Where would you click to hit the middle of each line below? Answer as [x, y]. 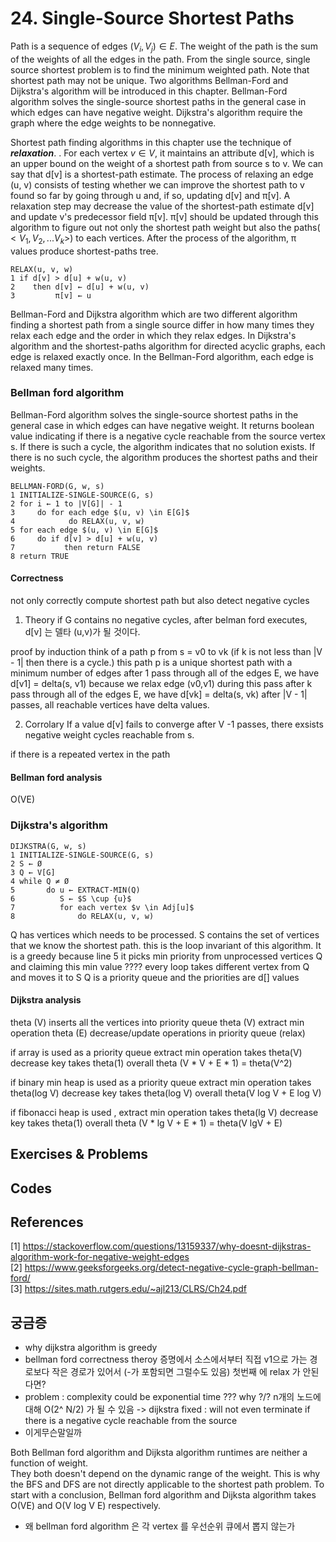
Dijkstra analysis [46, 1000]
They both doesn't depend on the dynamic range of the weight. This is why [165, 1474]
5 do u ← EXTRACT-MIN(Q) [75, 890]
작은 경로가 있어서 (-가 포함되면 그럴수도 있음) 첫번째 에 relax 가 [176, 1372]
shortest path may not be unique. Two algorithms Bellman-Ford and [149, 80]
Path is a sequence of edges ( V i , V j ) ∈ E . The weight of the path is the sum [164, 47]
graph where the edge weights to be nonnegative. [113, 123]
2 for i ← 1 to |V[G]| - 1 [66, 503]
